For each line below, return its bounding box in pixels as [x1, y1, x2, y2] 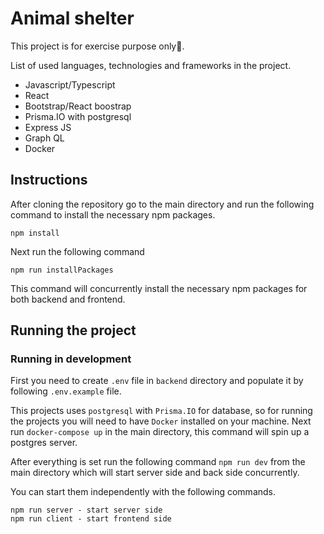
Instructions [10, 172, 88, 189]
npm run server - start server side [10, 505, 163, 516]
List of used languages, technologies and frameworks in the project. [10, 59, 292, 71]
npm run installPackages [10, 265, 114, 275]
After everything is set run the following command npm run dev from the [10, 456, 306, 468]
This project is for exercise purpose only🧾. [10, 40, 185, 52]
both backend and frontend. [10, 293, 126, 305]
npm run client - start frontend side [10, 514, 172, 524]
